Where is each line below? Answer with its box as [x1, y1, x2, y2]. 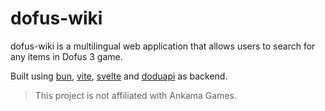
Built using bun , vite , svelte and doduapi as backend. [10, 70, 228, 82]
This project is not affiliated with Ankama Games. [34, 89, 237, 101]
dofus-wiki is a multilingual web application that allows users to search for [10, 40, 316, 52]
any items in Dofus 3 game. [10, 50, 123, 62]
